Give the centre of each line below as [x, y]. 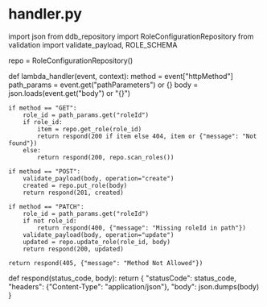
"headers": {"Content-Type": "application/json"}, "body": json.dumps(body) [134, 286]
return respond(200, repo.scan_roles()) [106, 157]
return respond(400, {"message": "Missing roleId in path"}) [142, 228]
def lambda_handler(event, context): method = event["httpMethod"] [121, 76]
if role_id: [43, 122]
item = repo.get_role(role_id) [90, 129]
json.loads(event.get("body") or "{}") [70, 93]
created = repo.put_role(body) [75, 185]
